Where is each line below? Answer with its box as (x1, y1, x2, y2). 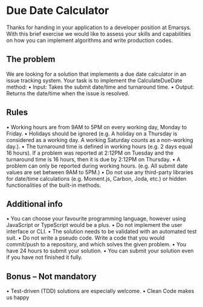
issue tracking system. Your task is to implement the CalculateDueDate (6, 76, 182, 84)
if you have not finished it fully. (6, 254, 83, 261)
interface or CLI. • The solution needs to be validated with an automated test (6, 228, 197, 235)
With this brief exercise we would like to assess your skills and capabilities (6, 30, 192, 37)
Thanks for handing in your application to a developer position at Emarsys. (6, 24, 192, 31)
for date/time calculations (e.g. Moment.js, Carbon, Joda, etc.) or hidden (6, 175, 187, 182)
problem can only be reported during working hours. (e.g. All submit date (6, 162, 188, 169)
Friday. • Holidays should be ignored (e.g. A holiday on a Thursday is (6, 130, 178, 137)
